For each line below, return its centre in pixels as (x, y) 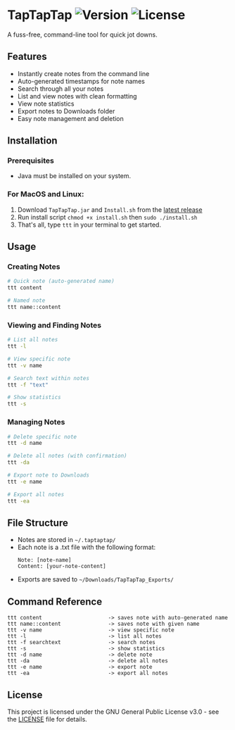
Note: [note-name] (44, 560)
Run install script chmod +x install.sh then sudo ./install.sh (107, 217)
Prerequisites (31, 161)
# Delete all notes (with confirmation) (68, 456)
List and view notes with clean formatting (77, 96)
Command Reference (55, 602)
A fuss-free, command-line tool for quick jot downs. (82, 34)
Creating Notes (34, 267)
